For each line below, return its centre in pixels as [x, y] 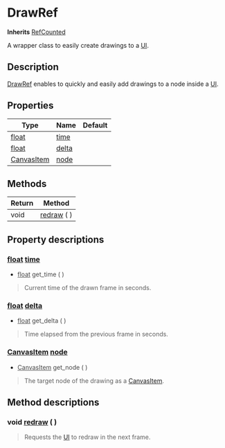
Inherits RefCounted [36, 32]
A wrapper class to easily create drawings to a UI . [78, 45]
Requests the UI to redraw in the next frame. [87, 437]
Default [95, 125]
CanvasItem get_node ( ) [52, 367]
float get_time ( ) [40, 274]
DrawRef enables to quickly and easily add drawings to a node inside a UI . [113, 84]
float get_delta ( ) [42, 321]
